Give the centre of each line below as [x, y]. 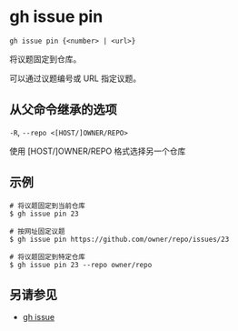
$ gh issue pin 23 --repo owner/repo [81, 265]
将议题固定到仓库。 [45, 59]
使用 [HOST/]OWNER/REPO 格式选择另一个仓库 [98, 151]
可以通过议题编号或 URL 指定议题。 [75, 78]
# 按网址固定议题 [37, 231]
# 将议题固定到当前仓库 [48, 206]
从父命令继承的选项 [63, 110]
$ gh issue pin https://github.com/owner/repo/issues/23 [119, 239]
